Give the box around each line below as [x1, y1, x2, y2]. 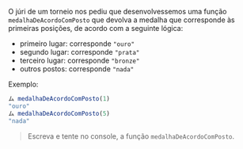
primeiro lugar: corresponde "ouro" [19, 39, 135, 48]
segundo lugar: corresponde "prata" [19, 48, 140, 56]
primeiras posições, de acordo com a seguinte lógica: [8, 24, 184, 32]
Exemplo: [8, 79, 39, 89]
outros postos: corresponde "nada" [19, 64, 135, 74]
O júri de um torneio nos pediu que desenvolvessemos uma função [8, 7, 227, 16]
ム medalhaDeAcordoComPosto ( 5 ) [8, 109, 111, 117]
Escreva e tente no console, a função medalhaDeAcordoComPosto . [27, 131, 235, 141]
